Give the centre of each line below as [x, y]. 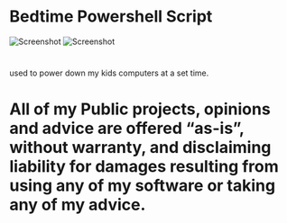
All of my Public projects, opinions [140, 109]
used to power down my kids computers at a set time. [109, 73]
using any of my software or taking [143, 186]
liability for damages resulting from [144, 167]
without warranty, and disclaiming [140, 148]
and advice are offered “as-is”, [127, 129]
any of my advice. [78, 205]
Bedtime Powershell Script [111, 17]
